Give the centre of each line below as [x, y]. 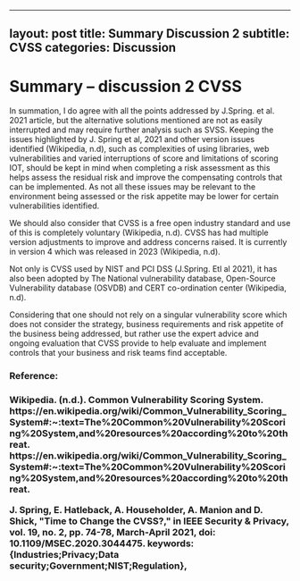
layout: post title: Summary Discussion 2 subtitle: [150, 34]
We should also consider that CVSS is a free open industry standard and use [150, 223]
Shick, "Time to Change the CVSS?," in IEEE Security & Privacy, [149, 521]
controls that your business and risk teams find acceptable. [118, 353]
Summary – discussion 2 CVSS [126, 86]
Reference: [34, 376]
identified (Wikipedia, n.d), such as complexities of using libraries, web [139, 149]
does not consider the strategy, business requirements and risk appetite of [146, 324]
